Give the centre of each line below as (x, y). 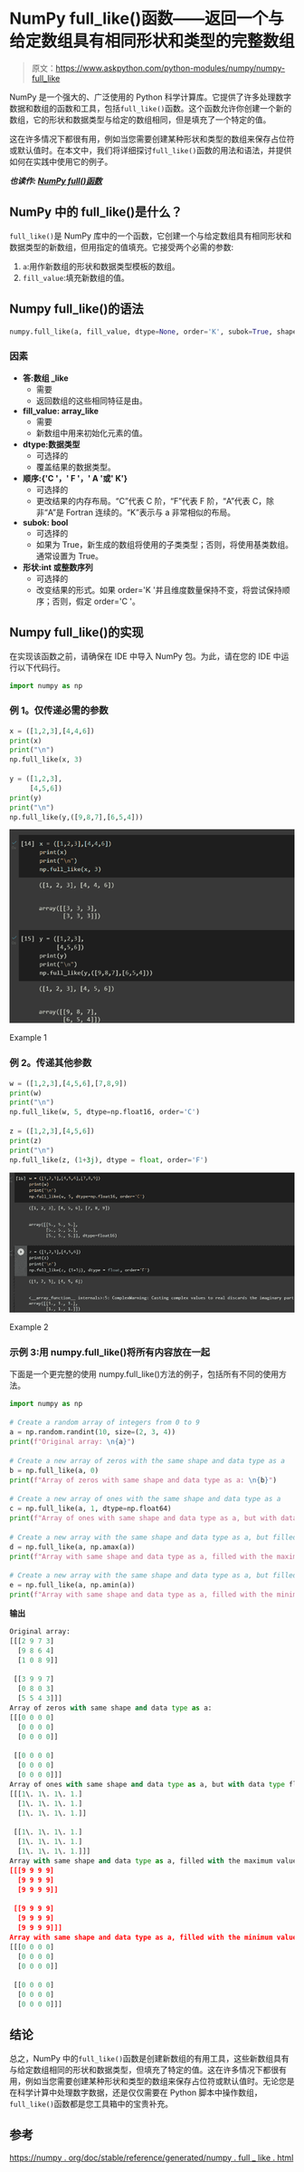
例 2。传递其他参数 (51, 1063)
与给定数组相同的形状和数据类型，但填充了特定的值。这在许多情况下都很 (144, 2070)
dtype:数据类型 (51, 444)
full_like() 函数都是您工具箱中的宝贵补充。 (91, 2103)
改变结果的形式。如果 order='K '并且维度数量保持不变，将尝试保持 (159, 589)
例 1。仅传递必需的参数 (59, 711)
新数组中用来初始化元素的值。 (91, 432)
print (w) (26, 1093)
